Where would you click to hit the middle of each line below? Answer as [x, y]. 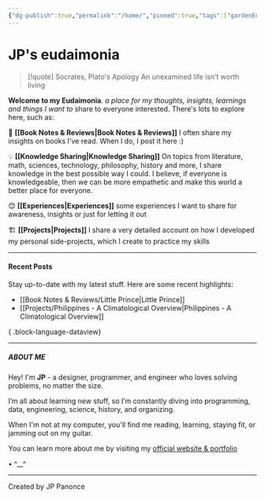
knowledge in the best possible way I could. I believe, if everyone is [118, 173]
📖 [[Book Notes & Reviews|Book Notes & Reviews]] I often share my [120, 132]
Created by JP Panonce [47, 486]
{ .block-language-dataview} [55, 331]
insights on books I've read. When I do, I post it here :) [96, 141]
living [36, 85]
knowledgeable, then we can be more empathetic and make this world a [125, 182]
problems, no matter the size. [56, 385]
